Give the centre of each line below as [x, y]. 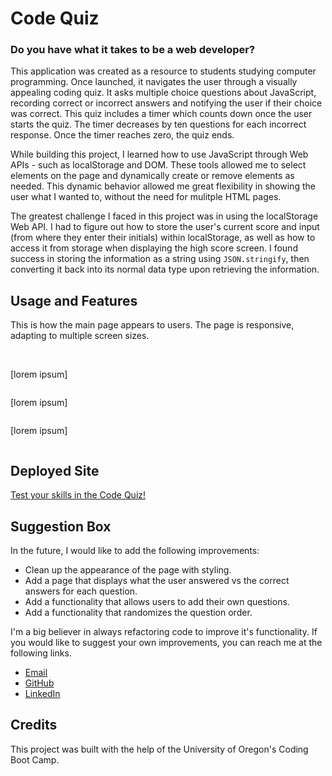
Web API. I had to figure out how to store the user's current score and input [165, 227]
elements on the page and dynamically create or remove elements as [152, 176]
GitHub [39, 683]
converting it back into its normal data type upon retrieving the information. [165, 269]
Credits [34, 725]
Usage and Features [74, 300]
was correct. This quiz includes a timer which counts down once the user [161, 114]
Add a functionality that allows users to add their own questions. [157, 601]
